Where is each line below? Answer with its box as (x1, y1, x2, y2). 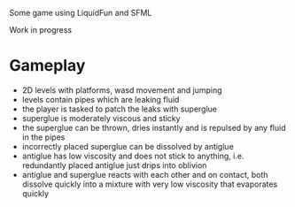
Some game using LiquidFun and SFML (9, 8, 152, 18)
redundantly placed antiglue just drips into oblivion (21, 159, 207, 171)
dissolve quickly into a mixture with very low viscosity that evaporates (21, 179, 278, 189)
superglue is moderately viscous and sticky (21, 112, 181, 123)
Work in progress (9, 25, 73, 34)
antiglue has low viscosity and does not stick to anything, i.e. (21, 150, 245, 161)
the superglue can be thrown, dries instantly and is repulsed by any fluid (21, 122, 286, 133)
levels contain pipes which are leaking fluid (21, 94, 180, 104)
